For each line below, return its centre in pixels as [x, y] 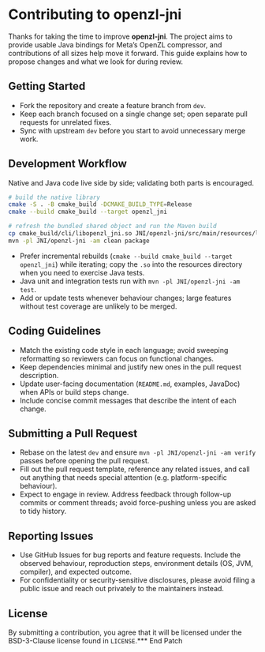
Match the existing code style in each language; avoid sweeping [124, 350]
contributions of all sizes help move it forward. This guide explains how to [128, 53]
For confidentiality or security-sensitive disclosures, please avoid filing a [137, 580]
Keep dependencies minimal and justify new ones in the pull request [131, 367]
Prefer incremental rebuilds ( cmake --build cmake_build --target [126, 256]
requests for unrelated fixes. [65, 122]
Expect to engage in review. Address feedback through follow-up [125, 494]
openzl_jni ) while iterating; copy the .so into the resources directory [131, 264]
